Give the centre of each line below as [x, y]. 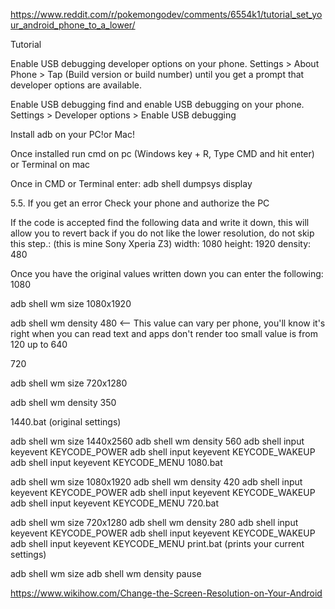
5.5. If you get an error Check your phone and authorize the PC [140, 203]
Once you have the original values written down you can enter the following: [167, 273]
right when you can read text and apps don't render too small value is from [164, 333]
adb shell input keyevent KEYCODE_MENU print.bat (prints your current [157, 543]
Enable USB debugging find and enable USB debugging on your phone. [157, 104]
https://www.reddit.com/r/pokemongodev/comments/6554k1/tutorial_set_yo [166, 14]
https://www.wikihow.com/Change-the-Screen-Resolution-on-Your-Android [166, 593]
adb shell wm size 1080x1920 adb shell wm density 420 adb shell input [156, 482]
